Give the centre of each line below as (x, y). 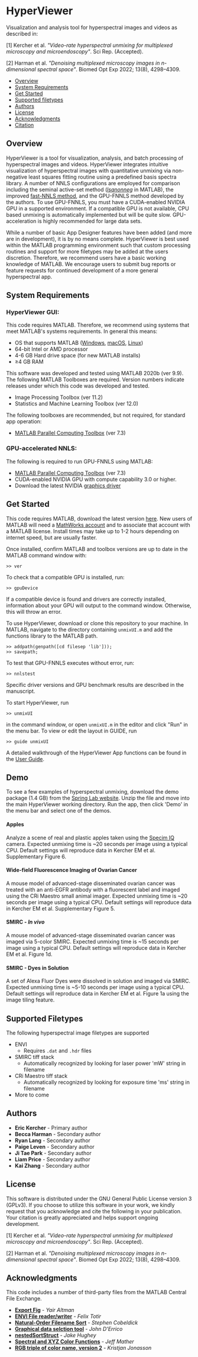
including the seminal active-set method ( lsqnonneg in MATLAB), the (90, 189)
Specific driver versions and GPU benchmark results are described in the (95, 684)
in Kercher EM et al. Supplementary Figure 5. (61, 908)
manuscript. (21, 691)
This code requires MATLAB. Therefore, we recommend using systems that (98, 325)
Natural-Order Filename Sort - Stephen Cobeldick (76, 1323)
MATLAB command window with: (46, 555)
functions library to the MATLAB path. (52, 636)
